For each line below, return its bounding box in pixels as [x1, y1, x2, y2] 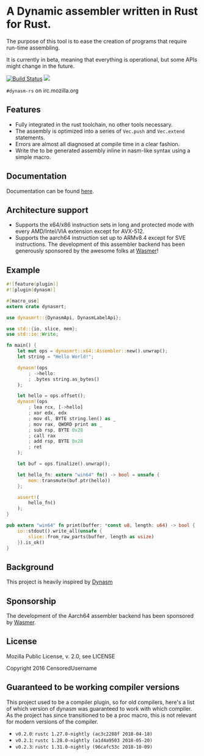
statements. [15, 133, 45, 141]
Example [6, 265, 40, 275]
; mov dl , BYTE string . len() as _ [28, 415, 116, 421]
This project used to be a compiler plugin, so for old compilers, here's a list [6, 699, 195, 706]
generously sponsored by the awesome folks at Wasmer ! [15, 247, 159, 254]
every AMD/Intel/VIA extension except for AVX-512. [15, 228, 145, 235]
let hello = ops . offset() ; [17, 393, 86, 399]
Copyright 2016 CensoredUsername [6, 664, 97, 672]
